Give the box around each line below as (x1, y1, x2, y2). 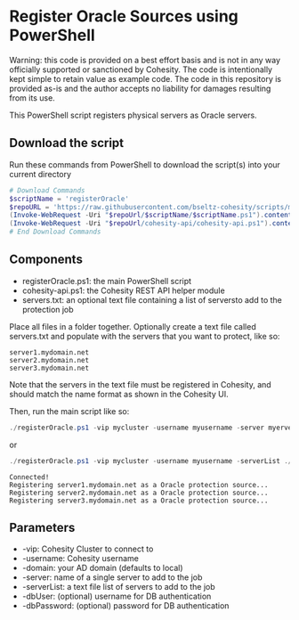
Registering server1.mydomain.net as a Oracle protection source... (9, 480, 269, 489)
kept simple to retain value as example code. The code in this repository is (9, 73, 282, 84)
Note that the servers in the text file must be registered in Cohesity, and (9, 379, 271, 389)
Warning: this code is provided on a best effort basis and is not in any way (9, 54, 281, 65)
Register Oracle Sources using (9, 6, 238, 27)
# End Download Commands (9, 227, 101, 237)
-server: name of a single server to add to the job (21, 572, 203, 583)
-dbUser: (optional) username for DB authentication (21, 591, 212, 602)
